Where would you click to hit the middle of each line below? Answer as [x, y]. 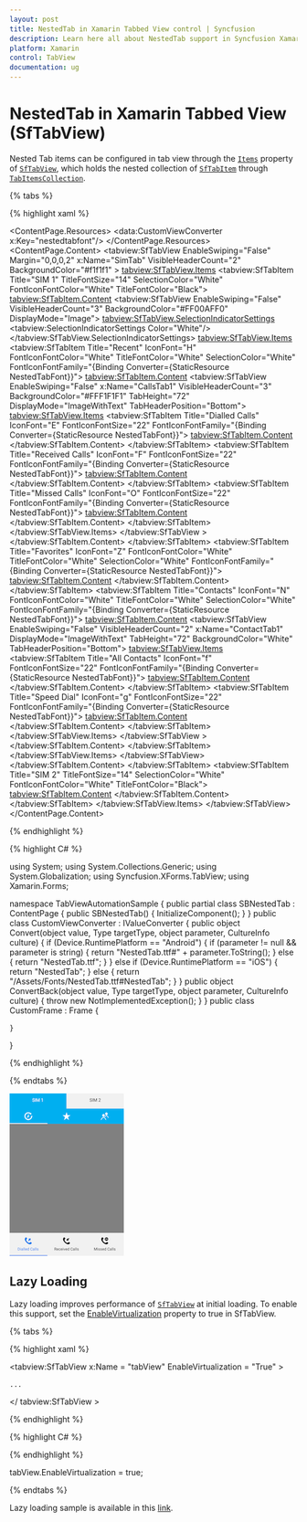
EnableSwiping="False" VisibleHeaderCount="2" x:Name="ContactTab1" [147, 629]
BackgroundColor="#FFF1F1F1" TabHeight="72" [100, 396]
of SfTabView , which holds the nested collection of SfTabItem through [139, 168]
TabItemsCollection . [48, 177]
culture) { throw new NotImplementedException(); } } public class [132, 1000]
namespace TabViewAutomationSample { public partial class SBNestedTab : [152, 904]
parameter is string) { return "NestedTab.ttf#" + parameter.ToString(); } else [152, 952]
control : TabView [42, 58]
